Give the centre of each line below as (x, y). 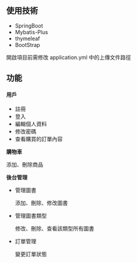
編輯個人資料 (31, 124)
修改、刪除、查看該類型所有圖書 (54, 229)
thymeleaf (27, 39)
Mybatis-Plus (31, 32)
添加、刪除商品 (25, 165)
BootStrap (27, 45)
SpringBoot (29, 25)
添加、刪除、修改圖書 (41, 203)
